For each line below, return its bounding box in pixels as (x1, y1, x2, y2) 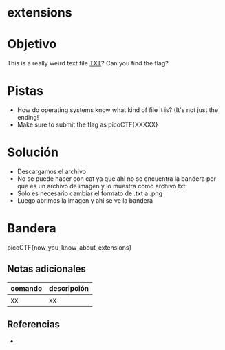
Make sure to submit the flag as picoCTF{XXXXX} (17, 120, 158, 129)
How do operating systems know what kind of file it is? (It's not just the (17, 106, 219, 114)
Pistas (7, 83, 43, 99)
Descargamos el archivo (17, 167, 86, 175)
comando (10, 283, 43, 293)
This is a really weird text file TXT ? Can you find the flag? (7, 59, 169, 67)
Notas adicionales (7, 263, 86, 275)
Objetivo (7, 36, 57, 52)
